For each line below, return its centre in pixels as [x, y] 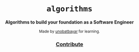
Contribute [69, 44]
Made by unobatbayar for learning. [69, 31]
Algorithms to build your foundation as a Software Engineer [69, 22]
